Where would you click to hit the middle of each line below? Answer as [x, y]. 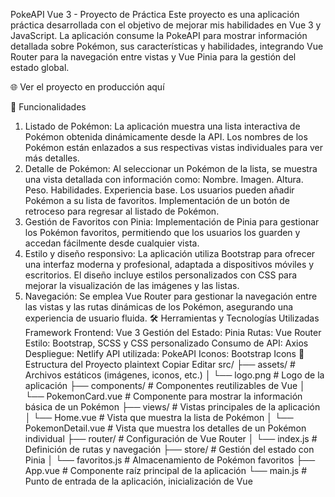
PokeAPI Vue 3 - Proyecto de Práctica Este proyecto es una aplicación [155, 14]
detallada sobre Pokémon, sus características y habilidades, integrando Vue [167, 46]
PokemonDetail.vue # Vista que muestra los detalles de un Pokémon [165, 428]
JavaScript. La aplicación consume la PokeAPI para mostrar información [159, 35]
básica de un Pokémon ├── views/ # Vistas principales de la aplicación [172, 407]
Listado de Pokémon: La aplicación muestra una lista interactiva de [162, 126]
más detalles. [52, 158]
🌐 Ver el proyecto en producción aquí [87, 87]
